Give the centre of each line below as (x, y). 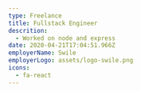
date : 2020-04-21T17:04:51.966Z (62, 46)
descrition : (28, 30)
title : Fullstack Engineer (53, 23)
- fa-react (33, 75)
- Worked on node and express (65, 38)
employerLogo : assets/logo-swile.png (71, 61)
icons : (19, 68)
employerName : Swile (43, 53)
